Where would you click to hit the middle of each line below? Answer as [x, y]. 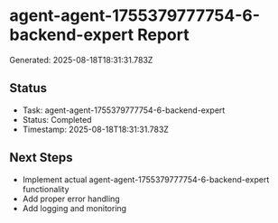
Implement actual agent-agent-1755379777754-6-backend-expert [146, 179]
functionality [46, 189]
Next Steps [41, 158]
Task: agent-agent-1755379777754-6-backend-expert [124, 110]
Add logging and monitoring [74, 208]
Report [163, 35]
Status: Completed [57, 119]
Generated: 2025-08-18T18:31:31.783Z [81, 60]
